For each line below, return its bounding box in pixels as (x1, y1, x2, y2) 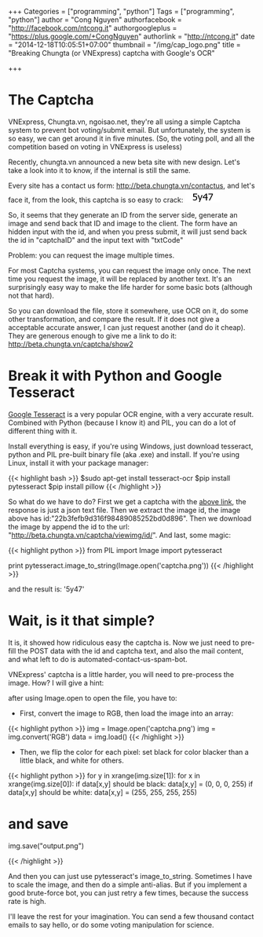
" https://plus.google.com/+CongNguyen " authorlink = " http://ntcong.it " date (8, 31, 255, 41)
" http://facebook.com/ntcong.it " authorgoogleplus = (8, 24, 177, 32)
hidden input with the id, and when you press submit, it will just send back (8, 227, 247, 236)
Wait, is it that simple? (8, 612, 155, 630)
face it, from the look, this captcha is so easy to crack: (8, 195, 184, 204)
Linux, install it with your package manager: (8, 458, 149, 467)
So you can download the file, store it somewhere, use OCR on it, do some (8, 306, 249, 315)
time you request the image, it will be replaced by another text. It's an (8, 274, 232, 284)
